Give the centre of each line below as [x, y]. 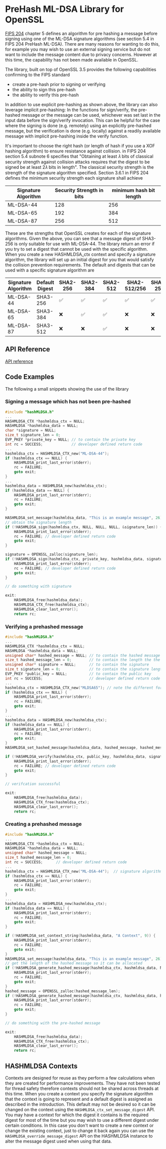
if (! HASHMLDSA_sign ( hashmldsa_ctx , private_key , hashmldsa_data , [75, 559]
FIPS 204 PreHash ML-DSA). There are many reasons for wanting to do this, [83, 44]
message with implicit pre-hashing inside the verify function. [67, 136]
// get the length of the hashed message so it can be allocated [74, 963]
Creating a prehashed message [43, 824]
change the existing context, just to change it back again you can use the [80, 1131]
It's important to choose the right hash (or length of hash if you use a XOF [80, 145]
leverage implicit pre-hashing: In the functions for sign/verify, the [71, 110]
